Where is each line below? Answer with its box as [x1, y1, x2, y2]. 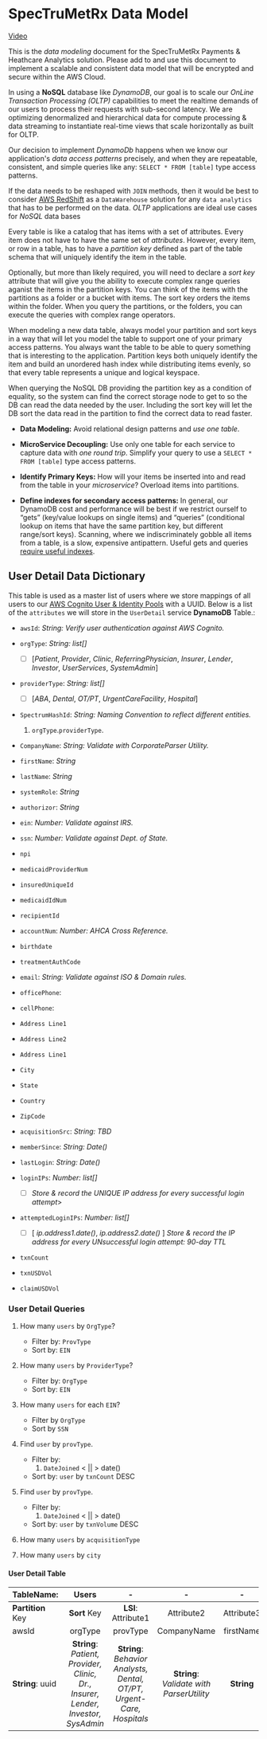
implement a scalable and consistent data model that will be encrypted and [8, 63, 254, 72]
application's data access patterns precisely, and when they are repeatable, [8, 153, 258, 163]
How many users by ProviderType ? [19, 1361, 133, 1370]
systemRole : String [19, 786, 79, 797]
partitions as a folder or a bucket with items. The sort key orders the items [8, 292, 250, 303]
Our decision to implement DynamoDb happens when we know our [8, 145, 228, 155]
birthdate [19, 942, 53, 950]
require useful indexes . [19, 546, 95, 556]
